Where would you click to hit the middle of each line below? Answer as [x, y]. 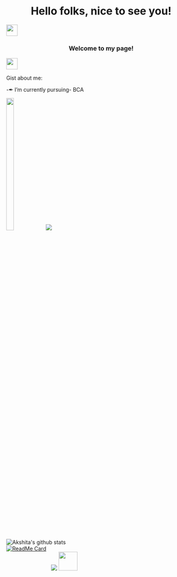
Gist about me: [24, 78]
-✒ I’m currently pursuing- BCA [45, 90]
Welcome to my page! [101, 48]
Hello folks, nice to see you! [101, 11]
